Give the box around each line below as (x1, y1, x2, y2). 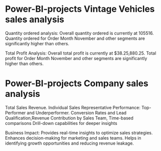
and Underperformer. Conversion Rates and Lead (27, 110, 127, 116)
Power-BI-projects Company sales (5, 78, 149, 89)
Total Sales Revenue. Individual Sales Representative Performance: (5, 104, 141, 110)
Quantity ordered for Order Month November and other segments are (5, 35, 145, 41)
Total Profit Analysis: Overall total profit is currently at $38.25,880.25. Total (5, 50, 156, 56)
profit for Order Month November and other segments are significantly (5, 55, 147, 61)
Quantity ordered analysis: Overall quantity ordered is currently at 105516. (5, 30, 154, 36)
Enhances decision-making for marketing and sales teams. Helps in (5, 135, 141, 141)
